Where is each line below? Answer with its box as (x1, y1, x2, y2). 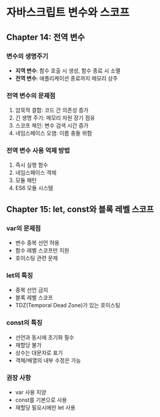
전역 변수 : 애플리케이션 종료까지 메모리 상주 (15, 74, 118, 82)
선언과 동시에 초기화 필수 (15, 334, 75, 341)
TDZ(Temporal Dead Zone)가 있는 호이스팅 (15, 302, 121, 309)
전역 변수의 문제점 (6, 91, 56, 100)
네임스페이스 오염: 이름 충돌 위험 (15, 129, 92, 137)
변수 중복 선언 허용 (15, 239, 60, 247)
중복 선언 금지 (15, 286, 48, 294)
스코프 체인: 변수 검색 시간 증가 (15, 122, 89, 129)
